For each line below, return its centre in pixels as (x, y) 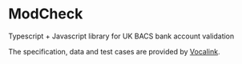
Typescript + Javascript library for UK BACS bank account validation (121, 36)
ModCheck (46, 14)
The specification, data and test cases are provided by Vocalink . (114, 51)
